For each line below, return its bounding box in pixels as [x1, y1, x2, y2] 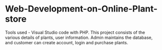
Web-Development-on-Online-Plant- [5, 3, 158, 14]
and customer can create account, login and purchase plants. [5, 39, 128, 45]
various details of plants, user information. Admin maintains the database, [5, 35, 153, 40]
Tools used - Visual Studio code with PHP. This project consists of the [5, 29, 145, 35]
